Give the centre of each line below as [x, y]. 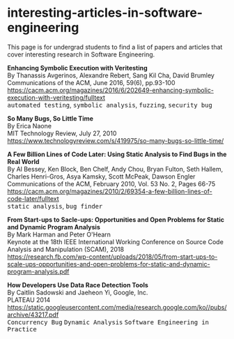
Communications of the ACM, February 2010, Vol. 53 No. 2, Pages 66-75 [111, 183]
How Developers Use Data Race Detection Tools [78, 285]
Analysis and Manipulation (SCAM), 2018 [65, 249]
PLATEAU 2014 [29, 300]
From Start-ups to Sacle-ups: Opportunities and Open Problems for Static [116, 219]
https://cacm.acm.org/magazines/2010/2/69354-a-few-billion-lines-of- [110, 191]
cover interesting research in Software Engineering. [81, 54]
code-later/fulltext [33, 198]
